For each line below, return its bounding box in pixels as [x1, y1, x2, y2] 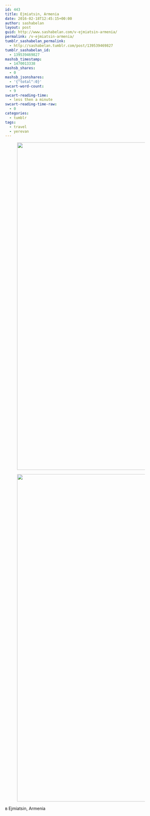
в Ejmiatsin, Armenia [5, 806, 46, 812]
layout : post [5, 25, 31, 30]
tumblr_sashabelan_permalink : [5, 39, 66, 44]
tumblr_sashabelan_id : [5, 48, 51, 52]
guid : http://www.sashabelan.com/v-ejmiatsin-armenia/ [5, 30, 118, 34]
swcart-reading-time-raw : [5, 102, 57, 107]
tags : [5, 120, 16, 125]
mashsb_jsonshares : [5, 75, 44, 80]
